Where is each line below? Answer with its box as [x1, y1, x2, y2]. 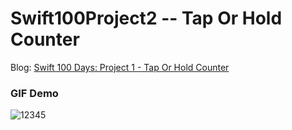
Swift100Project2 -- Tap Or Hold [10, 7, 283, 30]
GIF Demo [10, 86, 59, 100]
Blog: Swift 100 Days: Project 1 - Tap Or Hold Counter [10, 61, 230, 73]
